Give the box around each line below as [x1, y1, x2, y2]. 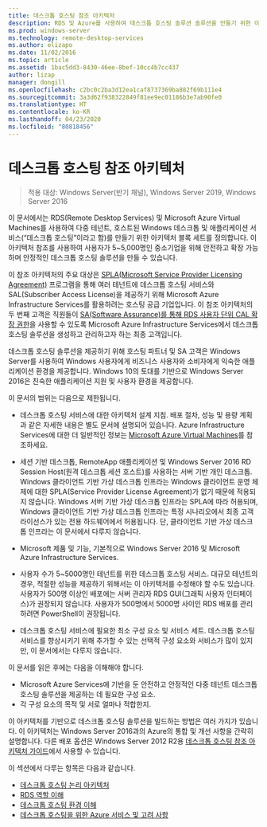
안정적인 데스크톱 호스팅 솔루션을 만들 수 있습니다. [22, 253, 178, 262]
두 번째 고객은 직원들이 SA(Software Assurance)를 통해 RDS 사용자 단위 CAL [8, 309, 250, 319]
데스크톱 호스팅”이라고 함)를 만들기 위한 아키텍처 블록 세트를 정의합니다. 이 [26, 233, 257, 242]
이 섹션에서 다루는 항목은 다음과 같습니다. [8, 762, 136, 773]
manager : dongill [8, 78, 66, 86]
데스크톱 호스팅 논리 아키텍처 [19, 780, 110, 790]
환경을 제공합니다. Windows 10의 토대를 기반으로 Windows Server [35, 366, 244, 375]
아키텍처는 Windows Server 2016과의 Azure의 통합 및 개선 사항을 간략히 [26, 726, 254, 735]
